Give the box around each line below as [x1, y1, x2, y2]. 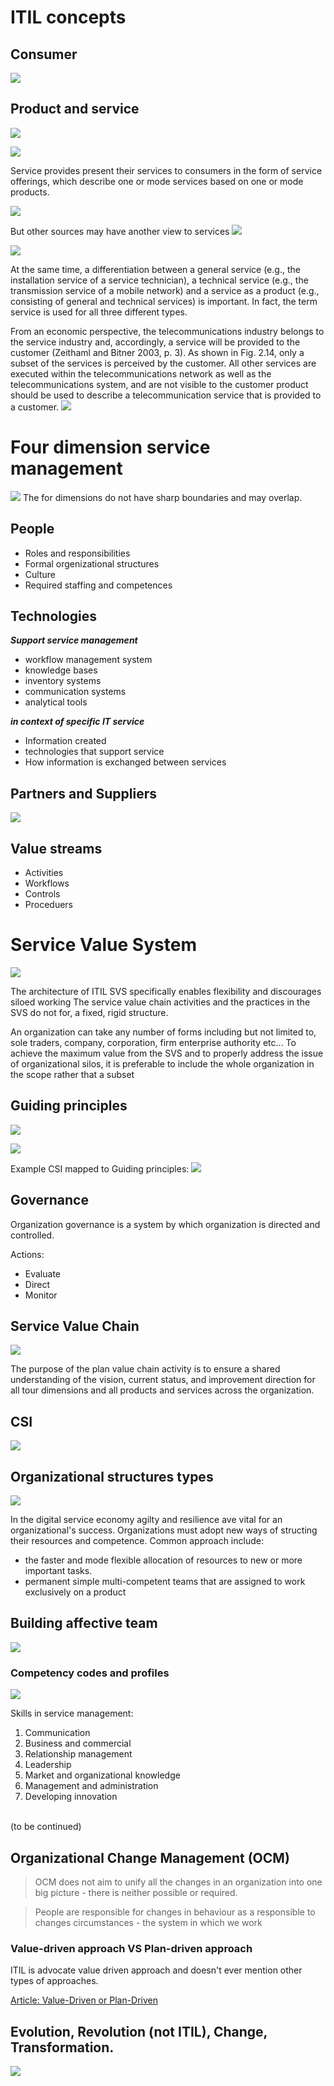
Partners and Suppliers [10, 785, 158, 802]
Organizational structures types [10, 1468, 214, 1485]
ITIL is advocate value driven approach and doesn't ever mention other [10, 1964, 303, 1976]
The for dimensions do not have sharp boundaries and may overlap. [22, 491, 303, 503]
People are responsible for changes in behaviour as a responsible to [34, 1906, 316, 1918]
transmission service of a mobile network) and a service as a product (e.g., [10, 284, 320, 296]
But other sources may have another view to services [10, 225, 230, 237]
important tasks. [24, 1565, 93, 1576]
